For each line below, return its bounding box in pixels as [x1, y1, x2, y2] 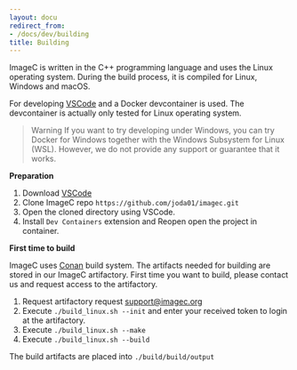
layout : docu [9, 12, 58, 22]
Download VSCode [21, 188, 92, 198]
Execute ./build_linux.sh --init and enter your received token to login [21, 306, 287, 317]
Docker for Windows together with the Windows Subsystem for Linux [30, 134, 285, 145]
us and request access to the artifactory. [9, 279, 158, 290]
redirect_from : [9, 21, 66, 30]
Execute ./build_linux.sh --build [21, 334, 150, 345]
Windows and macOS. [9, 81, 91, 92]
